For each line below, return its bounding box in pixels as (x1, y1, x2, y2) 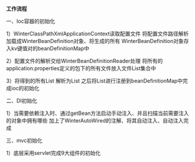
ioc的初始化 (11, 85, 40, 91)
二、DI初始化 (6, 97, 37, 104)
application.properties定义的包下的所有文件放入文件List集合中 (6, 65, 157, 72)
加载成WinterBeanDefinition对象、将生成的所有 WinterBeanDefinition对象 (6, 38, 184, 44)
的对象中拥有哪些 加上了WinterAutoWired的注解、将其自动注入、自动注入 (6, 117, 184, 124)
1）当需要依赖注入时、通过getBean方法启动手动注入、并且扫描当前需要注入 (6, 110, 189, 117)
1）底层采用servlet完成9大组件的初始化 (6, 150, 101, 156)
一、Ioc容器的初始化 (6, 18, 56, 25)
